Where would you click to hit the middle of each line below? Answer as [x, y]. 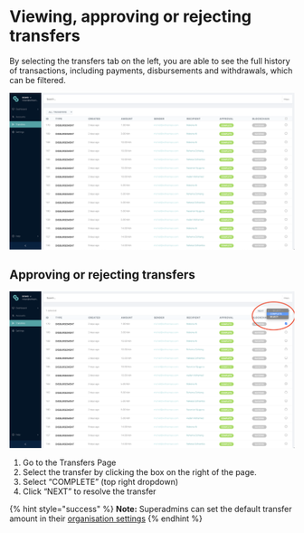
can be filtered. [38, 80]
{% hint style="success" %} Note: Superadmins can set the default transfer [151, 509]
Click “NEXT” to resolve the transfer [89, 491]
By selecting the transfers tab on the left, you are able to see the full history [150, 61]
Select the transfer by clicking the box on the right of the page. [139, 472]
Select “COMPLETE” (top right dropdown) [100, 482]
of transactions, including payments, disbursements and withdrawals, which [151, 71]
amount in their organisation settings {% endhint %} [106, 519]
